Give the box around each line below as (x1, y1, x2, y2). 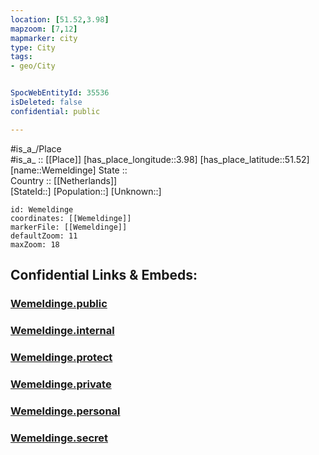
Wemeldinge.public (10, 296, 108, 310)
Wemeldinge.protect (10, 350, 113, 364)
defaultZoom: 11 (10, 231, 78, 241)
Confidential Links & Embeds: (10, 267, 198, 284)
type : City (10, 42, 56, 53)
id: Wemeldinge (10, 204, 74, 215)
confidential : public (10, 106, 101, 116)
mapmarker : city (10, 33, 78, 43)
